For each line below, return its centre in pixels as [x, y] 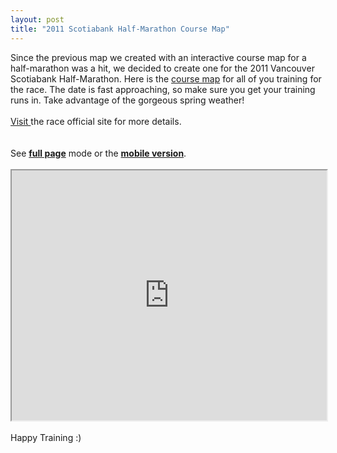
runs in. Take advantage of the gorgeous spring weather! [127, 100]
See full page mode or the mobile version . [98, 153]
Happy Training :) [46, 437]
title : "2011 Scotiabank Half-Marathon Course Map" [120, 29]
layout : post [37, 19]
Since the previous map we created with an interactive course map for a [158, 57]
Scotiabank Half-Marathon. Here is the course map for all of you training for [166, 78]
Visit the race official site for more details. [96, 121]
